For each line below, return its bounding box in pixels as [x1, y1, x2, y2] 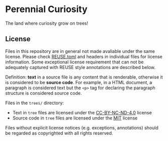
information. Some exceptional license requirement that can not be [5, 59, 144, 65]
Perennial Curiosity [5, 4, 88, 15]
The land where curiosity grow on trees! [5, 20, 88, 26]
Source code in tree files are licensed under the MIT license [12, 115, 138, 121]
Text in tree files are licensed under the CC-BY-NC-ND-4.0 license [12, 109, 152, 115]
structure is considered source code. [5, 90, 82, 96]
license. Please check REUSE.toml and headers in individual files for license [5, 53, 163, 59]
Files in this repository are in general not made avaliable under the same [5, 48, 155, 54]
